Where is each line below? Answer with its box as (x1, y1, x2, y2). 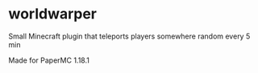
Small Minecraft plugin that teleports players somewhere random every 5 (8, 31, 251, 41)
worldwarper (8, 5, 97, 23)
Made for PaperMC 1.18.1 (8, 55, 90, 65)
